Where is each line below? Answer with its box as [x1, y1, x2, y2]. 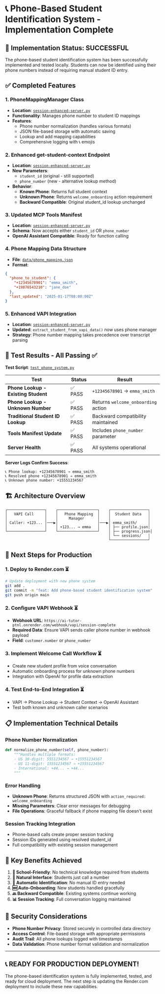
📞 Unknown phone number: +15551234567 [5, 478, 83, 482]
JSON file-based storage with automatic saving [19, 128, 115, 134]
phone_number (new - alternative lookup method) [19, 178, 116, 184]
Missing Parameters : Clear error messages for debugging [12, 803, 131, 809]
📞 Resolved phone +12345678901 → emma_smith [5, 473, 97, 479]
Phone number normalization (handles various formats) [19, 123, 132, 129]
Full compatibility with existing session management [12, 842, 118, 848]
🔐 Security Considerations [5, 912, 87, 921]
